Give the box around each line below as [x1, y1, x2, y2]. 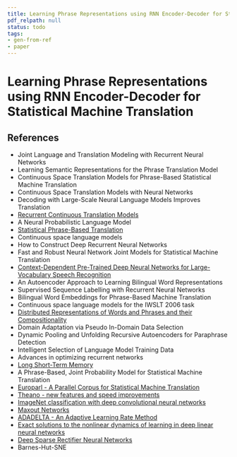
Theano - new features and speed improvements [17, 391, 160, 399]
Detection [17, 338, 47, 346]
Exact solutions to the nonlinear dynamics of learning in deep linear [17, 421, 214, 429]
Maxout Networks [17, 405, 70, 414]
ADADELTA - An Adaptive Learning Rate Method [17, 413, 157, 421]
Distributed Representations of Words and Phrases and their [17, 308, 193, 316]
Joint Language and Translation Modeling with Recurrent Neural [17, 150, 204, 159]
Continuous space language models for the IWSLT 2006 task [17, 301, 195, 309]
